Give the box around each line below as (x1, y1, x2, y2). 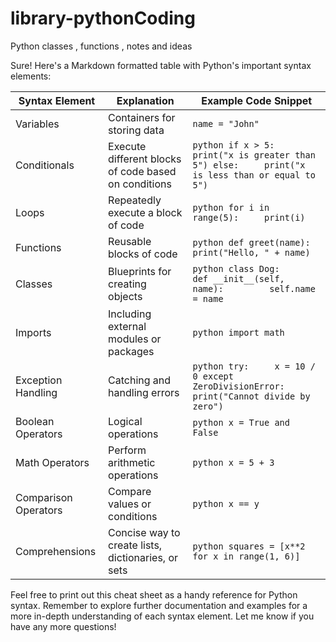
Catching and (108, 373, 172, 387)
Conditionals (15, 158, 75, 172)
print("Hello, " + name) (192, 247, 311, 258)
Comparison (15, 490, 73, 504)
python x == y (192, 498, 260, 509)
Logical (108, 414, 143, 428)
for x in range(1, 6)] (192, 550, 301, 562)
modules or (108, 332, 162, 346)
